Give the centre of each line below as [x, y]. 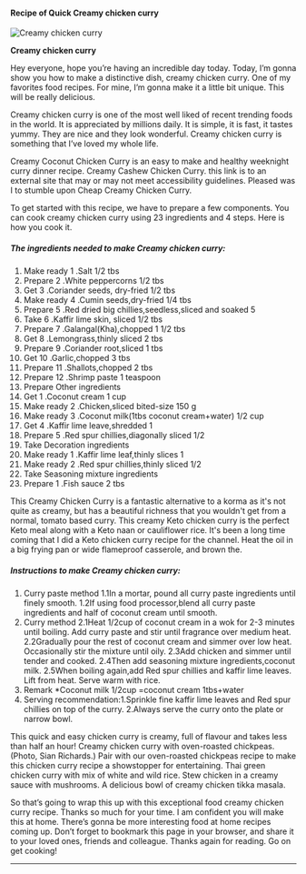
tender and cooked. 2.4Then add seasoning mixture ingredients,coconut [159, 661]
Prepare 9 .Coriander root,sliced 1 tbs [93, 348]
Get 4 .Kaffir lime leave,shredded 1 [88, 426]
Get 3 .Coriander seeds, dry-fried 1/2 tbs [99, 290]
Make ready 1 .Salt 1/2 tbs [71, 271]
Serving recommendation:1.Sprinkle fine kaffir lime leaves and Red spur [157, 699]
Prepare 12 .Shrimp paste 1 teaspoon [92, 377]
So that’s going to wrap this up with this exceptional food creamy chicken [147, 803]
